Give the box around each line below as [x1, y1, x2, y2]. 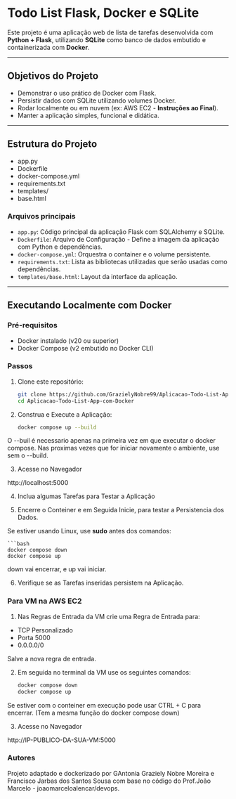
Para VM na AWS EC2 [7, 596, 82, 606]
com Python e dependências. [17, 242, 103, 251]
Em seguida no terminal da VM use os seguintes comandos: [17, 668, 191, 676]
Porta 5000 [17, 633, 51, 642]
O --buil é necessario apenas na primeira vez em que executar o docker [7, 436, 216, 445]
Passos [7, 361, 33, 371]
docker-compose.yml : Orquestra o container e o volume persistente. [17, 249, 211, 258]
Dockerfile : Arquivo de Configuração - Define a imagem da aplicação [17, 235, 220, 243]
